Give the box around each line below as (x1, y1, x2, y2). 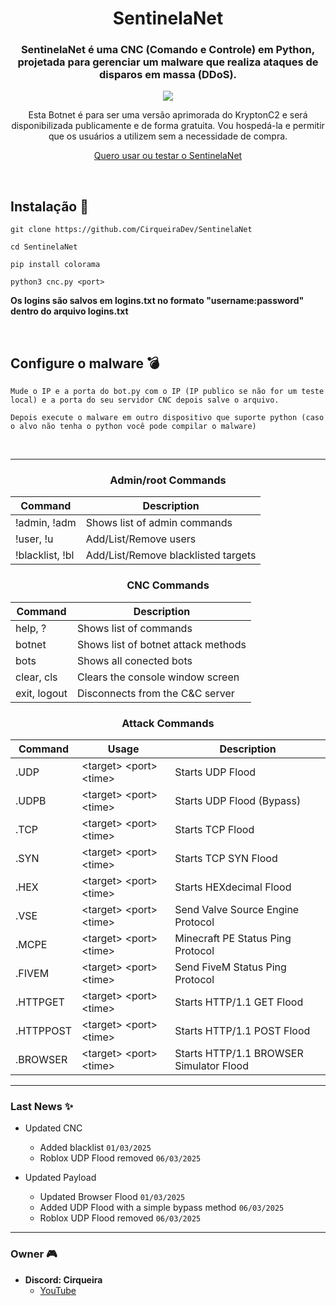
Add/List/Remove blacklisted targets (85, 548, 257, 562)
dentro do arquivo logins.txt (10, 305, 129, 317)
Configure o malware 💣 (10, 355, 160, 372)
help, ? (15, 621, 47, 635)
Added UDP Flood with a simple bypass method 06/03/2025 (39, 1202, 285, 1214)
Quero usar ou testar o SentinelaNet (93, 150, 243, 162)
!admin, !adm (15, 516, 77, 530)
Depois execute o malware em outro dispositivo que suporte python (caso (10, 413, 325, 423)
